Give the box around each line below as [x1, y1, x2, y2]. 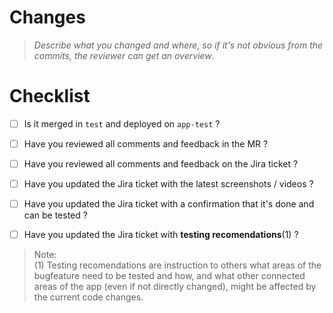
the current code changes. [33, 291, 144, 303]
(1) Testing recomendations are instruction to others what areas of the [33, 259, 322, 271]
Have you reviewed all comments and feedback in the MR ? [23, 137, 269, 150]
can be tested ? [23, 209, 88, 221]
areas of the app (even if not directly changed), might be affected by [33, 281, 317, 293]
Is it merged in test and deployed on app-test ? [23, 117, 221, 130]
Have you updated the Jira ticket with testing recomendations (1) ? [23, 229, 299, 241]
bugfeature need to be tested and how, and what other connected [33, 270, 306, 282]
